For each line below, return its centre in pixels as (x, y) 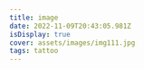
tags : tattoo (34, 51)
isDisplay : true (40, 34)
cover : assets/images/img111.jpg (72, 43)
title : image (34, 17)
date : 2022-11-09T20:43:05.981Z (70, 26)
